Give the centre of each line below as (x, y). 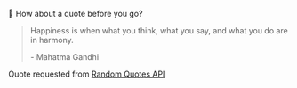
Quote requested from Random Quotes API (87, 74)
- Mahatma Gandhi (64, 57)
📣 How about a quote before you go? (76, 14)
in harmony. (52, 40)
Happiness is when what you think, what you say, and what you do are (159, 30)
